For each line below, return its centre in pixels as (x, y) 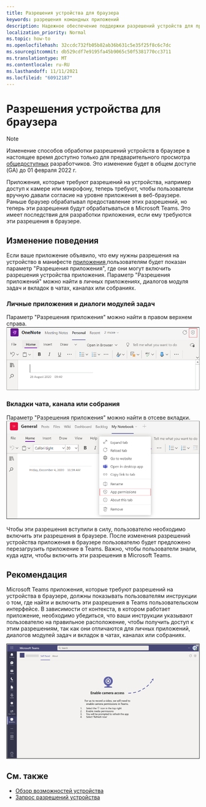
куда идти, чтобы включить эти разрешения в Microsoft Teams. (89, 555)
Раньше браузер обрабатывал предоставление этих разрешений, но (97, 202)
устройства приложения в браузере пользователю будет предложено (99, 543)
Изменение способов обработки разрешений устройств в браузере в (98, 151)
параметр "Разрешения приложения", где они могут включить (89, 268)
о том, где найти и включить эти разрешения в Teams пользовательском (102, 603)
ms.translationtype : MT (37, 58)
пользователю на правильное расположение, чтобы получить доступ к (100, 622)
